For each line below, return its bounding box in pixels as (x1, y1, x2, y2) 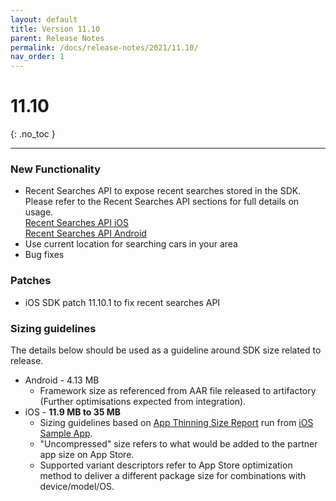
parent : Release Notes (10, 33, 105, 43)
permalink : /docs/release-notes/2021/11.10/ (10, 42, 199, 53)
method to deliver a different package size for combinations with (39, 469, 307, 481)
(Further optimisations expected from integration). (39, 395, 247, 407)
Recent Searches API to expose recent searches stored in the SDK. (24, 185, 302, 197)
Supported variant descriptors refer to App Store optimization (39, 459, 293, 471)
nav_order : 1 (10, 52, 65, 62)
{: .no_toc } (10, 128, 56, 140)
